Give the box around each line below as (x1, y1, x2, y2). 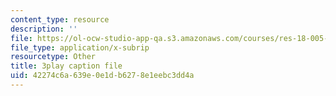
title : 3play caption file (10, 61, 123, 71)
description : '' (10, 24, 78, 34)
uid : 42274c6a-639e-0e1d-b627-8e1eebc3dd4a (10, 71, 195, 81)
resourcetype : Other (10, 52, 97, 62)
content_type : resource (10, 14, 110, 25)
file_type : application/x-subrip (10, 42, 150, 53)
